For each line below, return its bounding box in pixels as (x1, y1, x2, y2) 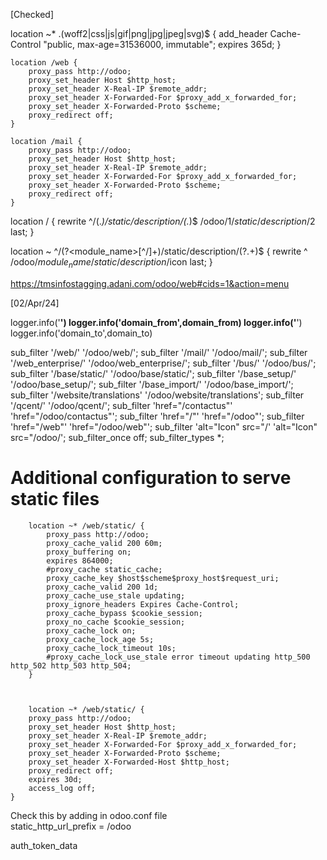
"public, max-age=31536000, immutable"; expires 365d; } (43, 39, 282, 50)
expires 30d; (28, 774, 83, 784)
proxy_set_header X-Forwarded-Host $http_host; (28, 757, 230, 767)
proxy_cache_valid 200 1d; (46, 582, 159, 592)
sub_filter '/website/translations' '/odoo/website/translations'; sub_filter (10, 389, 305, 401)
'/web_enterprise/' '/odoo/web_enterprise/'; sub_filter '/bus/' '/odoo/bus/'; (10, 357, 317, 369)
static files (10, 487, 100, 510)
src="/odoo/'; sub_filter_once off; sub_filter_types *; (10, 431, 225, 443)
